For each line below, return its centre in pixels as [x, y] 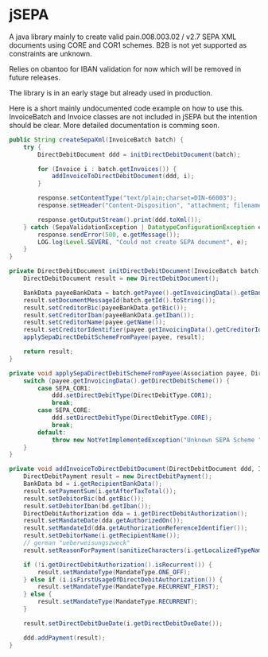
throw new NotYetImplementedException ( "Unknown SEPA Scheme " [157, 440]
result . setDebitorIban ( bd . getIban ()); [87, 506]
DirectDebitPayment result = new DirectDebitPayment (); [118, 476]
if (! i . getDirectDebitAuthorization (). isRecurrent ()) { [118, 565]
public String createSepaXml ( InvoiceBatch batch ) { [96, 140]
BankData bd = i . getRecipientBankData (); [93, 484]
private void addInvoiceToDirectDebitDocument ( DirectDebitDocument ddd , [132, 469]
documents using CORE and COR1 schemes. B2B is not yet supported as [128, 45]
